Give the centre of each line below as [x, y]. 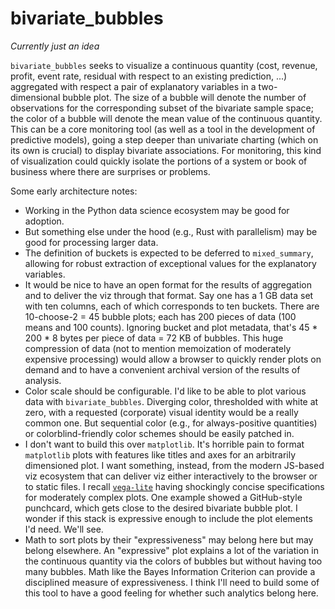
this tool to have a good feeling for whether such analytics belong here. [171, 593]
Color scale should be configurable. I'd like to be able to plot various [165, 391]
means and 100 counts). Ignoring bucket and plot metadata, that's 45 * [171, 327]
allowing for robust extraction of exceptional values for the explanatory [170, 263]
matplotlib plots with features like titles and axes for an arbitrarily [160, 454]
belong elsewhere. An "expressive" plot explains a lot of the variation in [171, 550]
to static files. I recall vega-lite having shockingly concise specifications [174, 486]
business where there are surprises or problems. [110, 171]
